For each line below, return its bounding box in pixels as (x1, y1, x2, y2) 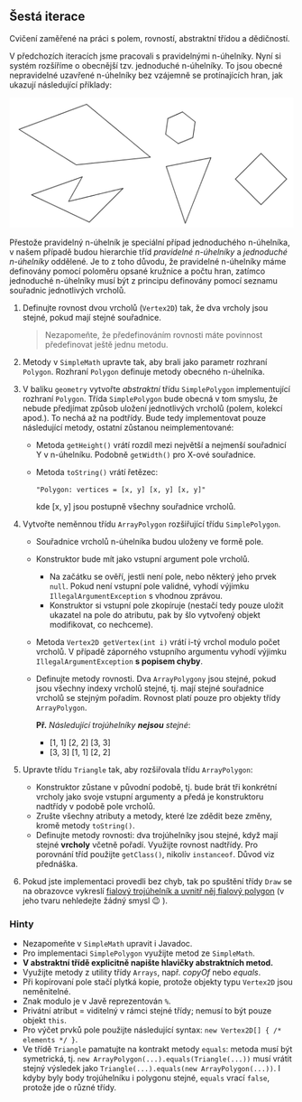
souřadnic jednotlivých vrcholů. (9, 285, 126, 295)
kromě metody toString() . (35, 820, 135, 831)
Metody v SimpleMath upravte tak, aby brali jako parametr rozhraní (22, 357, 268, 367)
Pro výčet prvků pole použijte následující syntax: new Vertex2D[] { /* (22, 1024, 282, 1035)
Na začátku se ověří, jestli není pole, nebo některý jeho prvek (49, 571, 277, 582)
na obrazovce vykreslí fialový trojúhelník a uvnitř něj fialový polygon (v (22, 886, 285, 896)
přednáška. (35, 859, 78, 869)
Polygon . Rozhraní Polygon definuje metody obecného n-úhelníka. (22, 367, 265, 377)
